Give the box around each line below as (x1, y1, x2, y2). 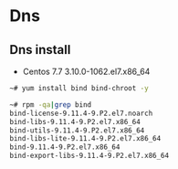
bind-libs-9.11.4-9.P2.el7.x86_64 (9, 117, 141, 126)
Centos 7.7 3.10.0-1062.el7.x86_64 (22, 66, 151, 77)
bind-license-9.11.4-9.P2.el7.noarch (9, 109, 153, 118)
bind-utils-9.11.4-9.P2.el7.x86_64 (9, 125, 145, 135)
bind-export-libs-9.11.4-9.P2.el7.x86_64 (9, 152, 170, 161)
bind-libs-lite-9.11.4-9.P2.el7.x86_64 (9, 134, 162, 143)
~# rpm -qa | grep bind (9, 100, 92, 110)
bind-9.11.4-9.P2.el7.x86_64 (9, 143, 120, 152)
